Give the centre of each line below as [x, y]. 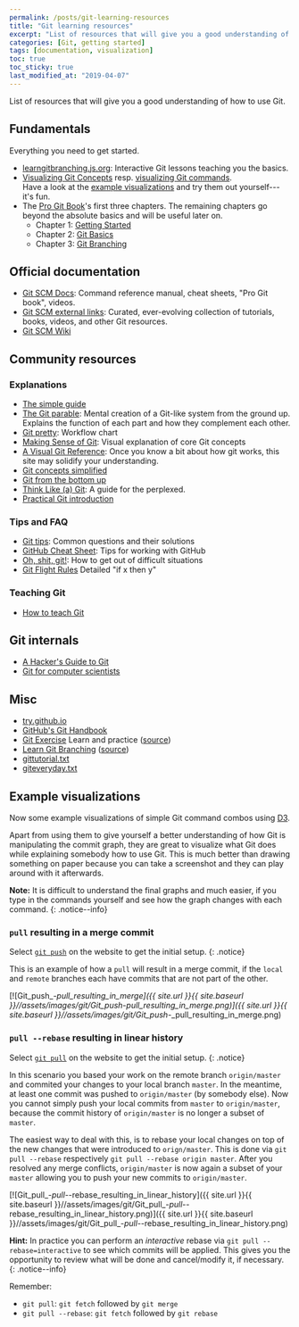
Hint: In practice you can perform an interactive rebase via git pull [134, 1240]
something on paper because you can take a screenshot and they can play [146, 864]
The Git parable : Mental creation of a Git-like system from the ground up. [156, 414]
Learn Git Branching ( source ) [75, 750]
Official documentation [75, 272]
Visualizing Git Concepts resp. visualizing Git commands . [127, 177]
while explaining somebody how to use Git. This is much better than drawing [150, 854]
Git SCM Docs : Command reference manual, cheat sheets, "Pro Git [145, 293]
